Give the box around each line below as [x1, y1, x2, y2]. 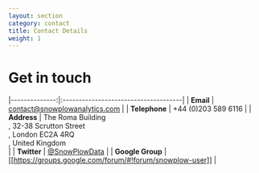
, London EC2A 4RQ [8, 130, 75, 139]
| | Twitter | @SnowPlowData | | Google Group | [8, 146, 167, 157]
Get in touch [8, 69, 92, 87]
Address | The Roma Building [8, 113, 106, 122]
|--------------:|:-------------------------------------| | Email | [8, 96, 215, 105]
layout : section [8, 11, 63, 20]
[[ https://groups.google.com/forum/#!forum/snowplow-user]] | [8, 155, 217, 165]
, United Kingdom [8, 138, 67, 148]
